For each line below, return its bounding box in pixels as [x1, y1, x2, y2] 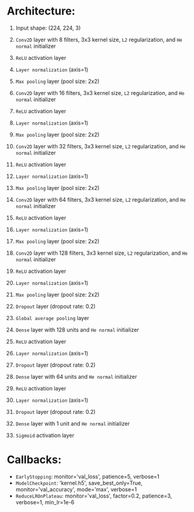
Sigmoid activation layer [15, 432, 74, 439]
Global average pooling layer [15, 314, 89, 321]
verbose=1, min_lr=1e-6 [15, 498, 75, 506]
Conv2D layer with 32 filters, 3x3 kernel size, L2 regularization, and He [15, 142, 186, 149]
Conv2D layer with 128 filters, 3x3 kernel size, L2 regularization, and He [15, 249, 188, 257]
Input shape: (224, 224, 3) [15, 24, 81, 31]
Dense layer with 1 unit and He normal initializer [15, 419, 130, 427]
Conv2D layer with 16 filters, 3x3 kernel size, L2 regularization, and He [15, 89, 185, 96]
